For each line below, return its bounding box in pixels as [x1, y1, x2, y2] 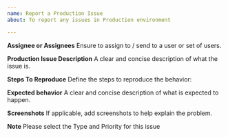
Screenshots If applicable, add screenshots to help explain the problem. [7, 109, 213, 117]
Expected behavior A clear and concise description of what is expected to [7, 88, 219, 97]
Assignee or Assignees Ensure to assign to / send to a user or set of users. [7, 41, 222, 49]
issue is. [7, 62, 31, 70]
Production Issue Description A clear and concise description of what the [7, 54, 218, 62]
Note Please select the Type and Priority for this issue [7, 122, 160, 130]
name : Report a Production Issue [7, 10, 103, 17]
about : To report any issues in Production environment [7, 16, 171, 23]
